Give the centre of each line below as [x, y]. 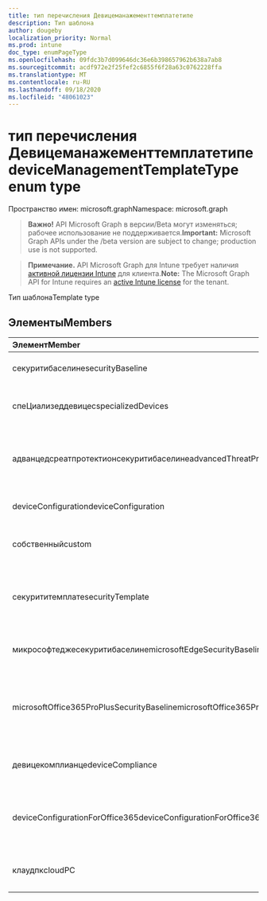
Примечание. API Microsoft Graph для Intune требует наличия [133, 265]
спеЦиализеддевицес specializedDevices [91, 406]
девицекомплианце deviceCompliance [85, 765]
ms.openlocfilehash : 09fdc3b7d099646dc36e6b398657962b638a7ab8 [115, 60]
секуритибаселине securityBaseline [80, 368]
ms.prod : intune [35, 45]
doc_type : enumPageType [48, 52]
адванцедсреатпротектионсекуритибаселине [101, 458]
